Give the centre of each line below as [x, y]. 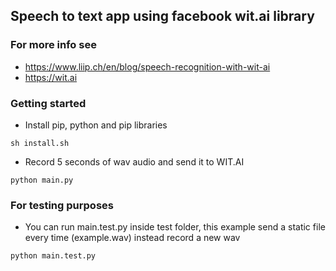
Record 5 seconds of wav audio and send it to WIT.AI [134, 161]
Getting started [48, 103]
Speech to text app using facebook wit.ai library [162, 16]
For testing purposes [62, 205]
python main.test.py [53, 256]
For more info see [53, 45]
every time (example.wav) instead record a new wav [132, 238]
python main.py [42, 180]
